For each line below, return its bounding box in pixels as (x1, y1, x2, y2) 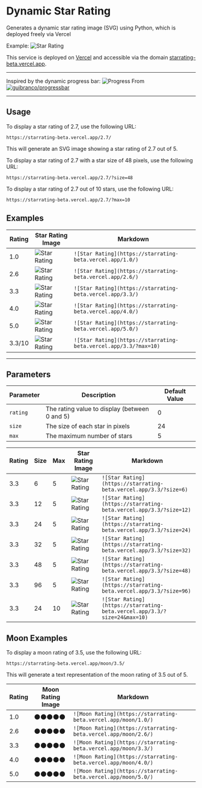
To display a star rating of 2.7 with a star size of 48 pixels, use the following (6, 156, 194, 163)
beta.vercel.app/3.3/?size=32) (102, 547, 191, 554)
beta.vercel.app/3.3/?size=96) (102, 588, 191, 594)
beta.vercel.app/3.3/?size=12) (102, 507, 191, 513)
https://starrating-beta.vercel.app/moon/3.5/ (6, 661, 125, 667)
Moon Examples (6, 633, 68, 643)
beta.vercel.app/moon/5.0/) (73, 774, 153, 781)
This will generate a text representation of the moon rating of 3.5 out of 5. (6, 671, 188, 679)
